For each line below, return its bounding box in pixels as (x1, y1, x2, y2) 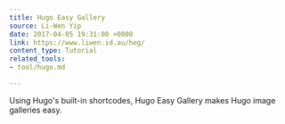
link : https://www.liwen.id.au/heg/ (9, 37, 145, 47)
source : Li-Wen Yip (9, 21, 82, 30)
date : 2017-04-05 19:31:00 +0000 (9, 29, 134, 38)
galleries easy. (9, 104, 62, 115)
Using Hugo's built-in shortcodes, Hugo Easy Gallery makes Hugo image (9, 95, 276, 105)
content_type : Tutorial (9, 46, 98, 55)
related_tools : (9, 54, 66, 63)
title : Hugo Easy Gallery (9, 12, 105, 22)
